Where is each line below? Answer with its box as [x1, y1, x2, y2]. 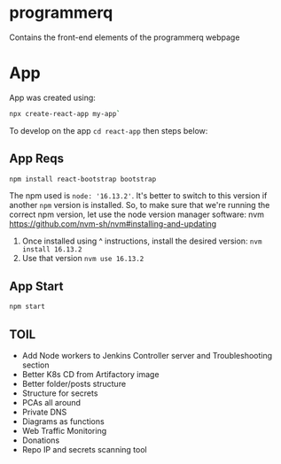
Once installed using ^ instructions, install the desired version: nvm [21, 236, 262, 246]
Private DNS [21, 406, 67, 417]
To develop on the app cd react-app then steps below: [9, 125, 208, 135]
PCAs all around [21, 397, 82, 407]
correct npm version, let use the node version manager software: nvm [9, 209, 264, 220]
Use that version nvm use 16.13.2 [21, 253, 144, 264]
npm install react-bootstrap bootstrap [9, 174, 157, 183]
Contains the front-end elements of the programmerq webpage [9, 32, 240, 43]
